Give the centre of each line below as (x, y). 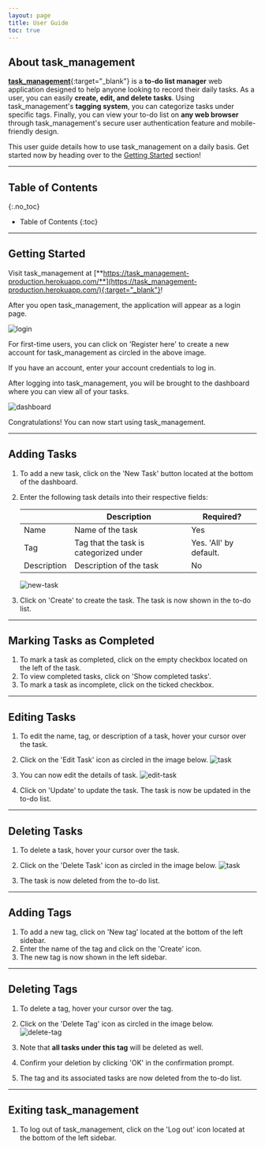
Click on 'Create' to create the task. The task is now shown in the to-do (135, 600)
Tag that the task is (110, 543)
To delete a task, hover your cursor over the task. (99, 850)
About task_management (72, 62)
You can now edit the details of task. (78, 775)
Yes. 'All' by (213, 543)
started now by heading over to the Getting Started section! (105, 156)
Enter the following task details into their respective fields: (114, 497)
